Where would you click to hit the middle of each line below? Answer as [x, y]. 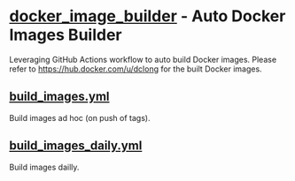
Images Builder [66, 35]
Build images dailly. [44, 167]
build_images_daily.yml [76, 146]
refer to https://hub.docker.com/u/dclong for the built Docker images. [136, 69]
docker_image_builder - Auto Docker [147, 16]
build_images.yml [59, 97]
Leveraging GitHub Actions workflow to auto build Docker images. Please [143, 59]
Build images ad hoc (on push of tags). [80, 117]
